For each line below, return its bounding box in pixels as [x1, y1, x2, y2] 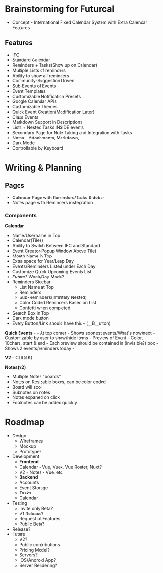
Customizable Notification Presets [12, 93, 81, 99]
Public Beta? [19, 521, 45, 527]
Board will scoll [12, 384, 43, 390]
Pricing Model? [19, 547, 50, 553]
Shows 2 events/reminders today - [5, 345, 75, 352]
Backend [19, 474, 38, 480]
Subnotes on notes [12, 389, 50, 395]
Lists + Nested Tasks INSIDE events [12, 124, 84, 130]
